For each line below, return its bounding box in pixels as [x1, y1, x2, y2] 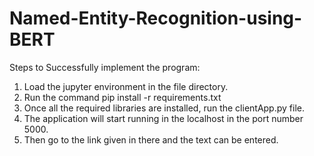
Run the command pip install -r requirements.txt [23, 91, 222, 103]
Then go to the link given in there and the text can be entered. [23, 133, 279, 146]
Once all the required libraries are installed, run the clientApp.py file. [23, 102, 305, 114]
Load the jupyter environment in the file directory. [23, 80, 229, 92]
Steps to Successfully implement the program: [9, 61, 201, 73]
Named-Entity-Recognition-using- [9, 7, 303, 30]
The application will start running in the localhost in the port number [23, 112, 304, 124]
